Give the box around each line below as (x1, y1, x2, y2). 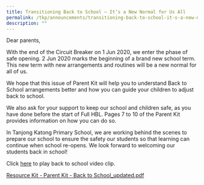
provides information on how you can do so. (6, 117, 117, 124)
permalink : (6, 15, 34, 21)
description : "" (6, 20, 47, 26)
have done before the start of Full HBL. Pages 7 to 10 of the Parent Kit (6, 110, 180, 118)
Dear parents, (6, 37, 41, 44)
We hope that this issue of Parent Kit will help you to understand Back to (6, 79, 187, 87)
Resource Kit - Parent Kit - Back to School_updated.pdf (6, 172, 144, 179)
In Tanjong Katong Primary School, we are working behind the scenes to (6, 129, 187, 136)
